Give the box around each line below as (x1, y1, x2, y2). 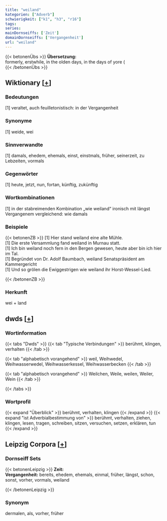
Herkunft (5, 288, 27, 295)
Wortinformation (5, 329, 46, 336)
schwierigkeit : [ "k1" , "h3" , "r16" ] (5, 16, 81, 21)
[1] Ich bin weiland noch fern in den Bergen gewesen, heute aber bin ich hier (5, 245, 162, 251)
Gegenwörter (5, 170, 38, 177)
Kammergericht (5, 261, 37, 267)
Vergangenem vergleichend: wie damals (5, 211, 88, 217)
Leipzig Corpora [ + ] (5, 440, 67, 449)
